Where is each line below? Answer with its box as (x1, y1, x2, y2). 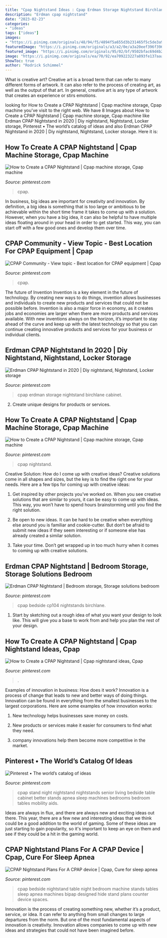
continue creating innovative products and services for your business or (5, 326, 153, 332)
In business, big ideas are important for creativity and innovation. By (5, 198, 145, 204)
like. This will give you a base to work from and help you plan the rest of (12, 618, 160, 624)
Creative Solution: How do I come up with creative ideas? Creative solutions (5, 471, 161, 477)
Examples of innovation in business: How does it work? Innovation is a (5, 687, 149, 693)
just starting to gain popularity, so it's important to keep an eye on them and (5, 825, 161, 831)
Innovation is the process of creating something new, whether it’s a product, (5, 906, 161, 912)
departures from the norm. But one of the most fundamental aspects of (5, 917, 151, 923)
